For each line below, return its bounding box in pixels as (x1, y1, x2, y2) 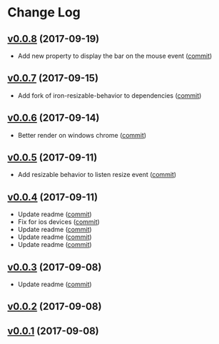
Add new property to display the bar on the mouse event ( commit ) (17, 51, 213, 60)
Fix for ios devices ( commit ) (17, 218, 100, 226)
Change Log (7, 4, 81, 21)
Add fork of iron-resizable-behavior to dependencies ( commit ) (17, 91, 202, 100)
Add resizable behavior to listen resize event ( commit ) (17, 171, 177, 179)
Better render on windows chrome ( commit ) (17, 131, 147, 139)
